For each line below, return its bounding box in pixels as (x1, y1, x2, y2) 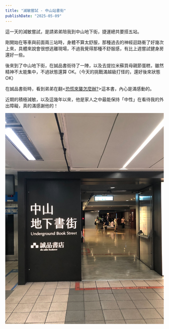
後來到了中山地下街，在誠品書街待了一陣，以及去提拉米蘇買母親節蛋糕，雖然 (5, 62, 164, 68)
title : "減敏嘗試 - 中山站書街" (5, 8, 66, 13)
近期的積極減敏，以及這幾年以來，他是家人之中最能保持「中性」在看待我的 (5, 96, 159, 102)
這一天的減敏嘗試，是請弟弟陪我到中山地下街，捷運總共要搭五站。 (5, 28, 142, 35)
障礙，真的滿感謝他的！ (9, 102, 58, 108)
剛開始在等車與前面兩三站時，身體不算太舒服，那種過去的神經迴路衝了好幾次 (5, 39, 164, 45)
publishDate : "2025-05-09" (5, 13, 62, 19)
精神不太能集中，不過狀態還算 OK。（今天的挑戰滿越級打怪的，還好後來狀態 (5, 68, 161, 75)
